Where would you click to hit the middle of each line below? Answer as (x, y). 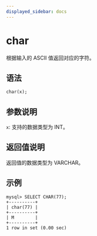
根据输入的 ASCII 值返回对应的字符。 (51, 58)
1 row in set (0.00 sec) (36, 228)
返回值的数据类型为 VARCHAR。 (45, 162)
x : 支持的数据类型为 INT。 (37, 127)
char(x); (17, 92)
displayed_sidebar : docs (36, 11)
